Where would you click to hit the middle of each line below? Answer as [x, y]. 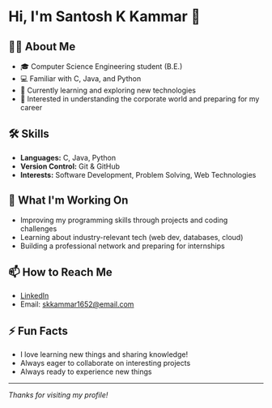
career [31, 107]
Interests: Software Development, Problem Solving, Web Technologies [138, 174]
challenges [38, 228]
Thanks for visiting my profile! [58, 395]
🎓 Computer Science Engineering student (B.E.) [101, 67]
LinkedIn [34, 296]
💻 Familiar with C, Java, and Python [81, 79]
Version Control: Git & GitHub [70, 166]
